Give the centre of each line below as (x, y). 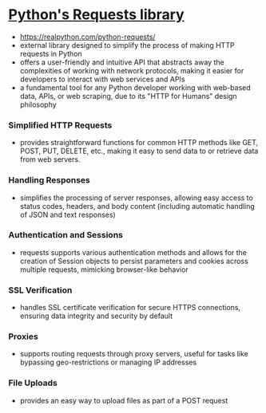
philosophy (38, 104)
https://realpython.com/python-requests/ (87, 37)
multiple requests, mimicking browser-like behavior (104, 269)
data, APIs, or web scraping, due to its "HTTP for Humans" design (128, 96)
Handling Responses (49, 180)
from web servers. (50, 159)
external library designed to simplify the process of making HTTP (127, 45)
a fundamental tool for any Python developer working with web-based (135, 87)
